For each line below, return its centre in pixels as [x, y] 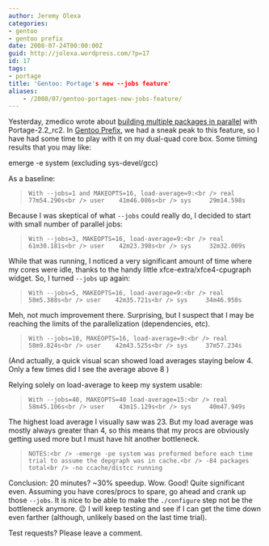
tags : [17, 69]
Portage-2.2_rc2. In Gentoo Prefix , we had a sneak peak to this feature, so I [134, 130]
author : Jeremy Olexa [45, 16]
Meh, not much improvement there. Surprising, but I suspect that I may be [131, 315]
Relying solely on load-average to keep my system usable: [105, 385]
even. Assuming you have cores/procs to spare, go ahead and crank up [127, 492]
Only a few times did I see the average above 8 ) [89, 370]
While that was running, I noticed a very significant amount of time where [130, 261]
